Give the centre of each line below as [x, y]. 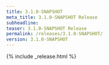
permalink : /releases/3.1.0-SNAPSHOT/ [54, 34]
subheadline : [22, 23]
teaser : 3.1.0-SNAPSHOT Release [46, 28]
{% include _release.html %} [41, 56]
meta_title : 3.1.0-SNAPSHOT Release [52, 17]
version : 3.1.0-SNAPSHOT [37, 39]
